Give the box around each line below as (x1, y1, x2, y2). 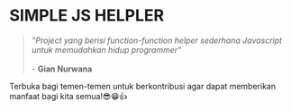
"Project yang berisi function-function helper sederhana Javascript (31, 35, 282, 46)
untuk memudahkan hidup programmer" (31, 44, 182, 55)
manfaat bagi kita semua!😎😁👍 (9, 90, 128, 101)
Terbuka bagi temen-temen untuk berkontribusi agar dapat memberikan (9, 80, 277, 91)
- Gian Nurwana (31, 63, 93, 74)
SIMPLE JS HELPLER (9, 5, 165, 26)
